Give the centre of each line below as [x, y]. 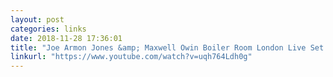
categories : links [48, 29]
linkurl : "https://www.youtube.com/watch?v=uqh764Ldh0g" [131, 57]
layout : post [37, 19]
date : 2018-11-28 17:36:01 [66, 38]
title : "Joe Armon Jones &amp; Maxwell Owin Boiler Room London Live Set [167, 47]
